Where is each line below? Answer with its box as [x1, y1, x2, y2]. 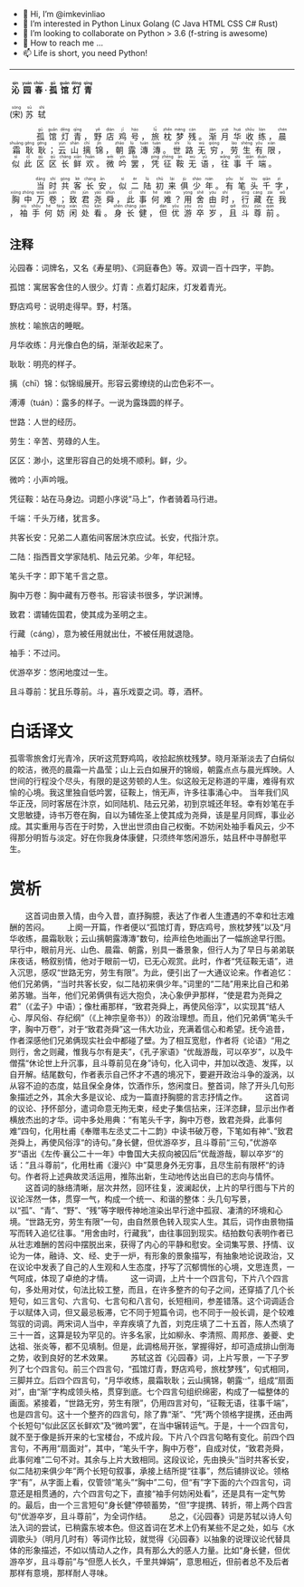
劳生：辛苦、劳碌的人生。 [9, 436, 105, 447]
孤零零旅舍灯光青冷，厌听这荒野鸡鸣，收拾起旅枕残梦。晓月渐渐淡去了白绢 [9, 752, 287, 763]
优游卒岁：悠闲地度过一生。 [9, 667, 113, 678]
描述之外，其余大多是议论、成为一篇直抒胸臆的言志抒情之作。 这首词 [16, 1091, 290, 1102]
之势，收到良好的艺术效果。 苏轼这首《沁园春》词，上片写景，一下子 [9, 1351, 281, 1363]
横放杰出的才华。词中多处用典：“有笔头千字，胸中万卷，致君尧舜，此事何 [9, 1114, 283, 1125]
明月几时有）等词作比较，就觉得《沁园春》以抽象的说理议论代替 [44, 1533, 283, 1544]
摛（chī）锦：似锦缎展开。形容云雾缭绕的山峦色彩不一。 [9, 378, 219, 389]
